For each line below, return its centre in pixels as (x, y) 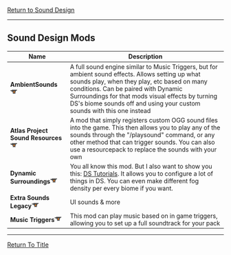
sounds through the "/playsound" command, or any (142, 134)
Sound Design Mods (51, 38)
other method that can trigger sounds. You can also (142, 142)
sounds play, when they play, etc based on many (139, 81)
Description (145, 57)
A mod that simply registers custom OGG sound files (144, 120)
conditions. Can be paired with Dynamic (126, 88)
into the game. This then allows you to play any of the (145, 127)
